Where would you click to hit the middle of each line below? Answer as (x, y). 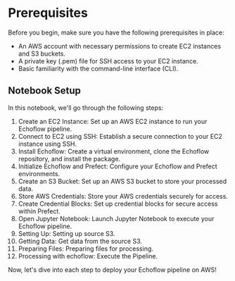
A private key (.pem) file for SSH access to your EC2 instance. (108, 61)
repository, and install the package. (69, 158)
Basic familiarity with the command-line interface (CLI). (98, 68)
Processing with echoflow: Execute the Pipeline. (88, 256)
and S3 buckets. (42, 54)
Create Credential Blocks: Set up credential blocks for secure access (118, 204)
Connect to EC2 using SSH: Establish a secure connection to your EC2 (120, 136)
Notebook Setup (45, 90)
